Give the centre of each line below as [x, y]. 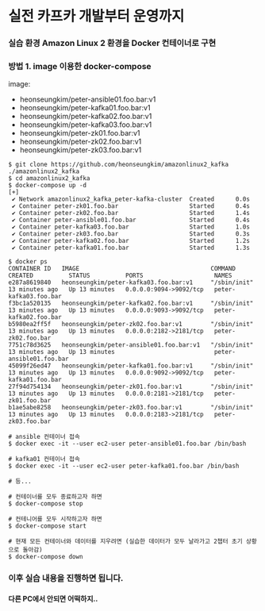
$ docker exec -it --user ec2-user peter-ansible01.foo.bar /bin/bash [127, 444]
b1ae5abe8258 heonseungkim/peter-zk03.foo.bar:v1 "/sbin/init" [131, 408]
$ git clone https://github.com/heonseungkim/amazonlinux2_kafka [118, 165]
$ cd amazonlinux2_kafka [49, 179]
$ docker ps [28, 262]
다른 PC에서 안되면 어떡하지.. [53, 598]
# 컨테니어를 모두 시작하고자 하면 [55, 519]
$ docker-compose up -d [48, 186]
